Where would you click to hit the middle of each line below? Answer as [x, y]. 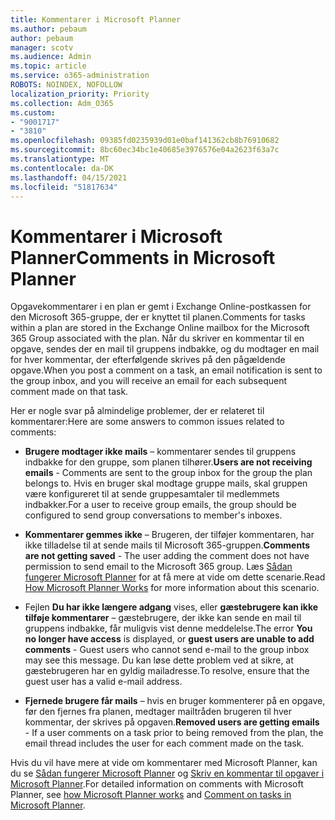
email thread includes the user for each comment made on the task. [164, 743]
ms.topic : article [48, 66]
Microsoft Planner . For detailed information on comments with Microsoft [157, 784]
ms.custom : [33, 112]
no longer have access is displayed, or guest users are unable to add [169, 639]
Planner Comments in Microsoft [143, 257]
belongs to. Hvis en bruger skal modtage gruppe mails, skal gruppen [166, 483]
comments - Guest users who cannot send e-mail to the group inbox [167, 650]
